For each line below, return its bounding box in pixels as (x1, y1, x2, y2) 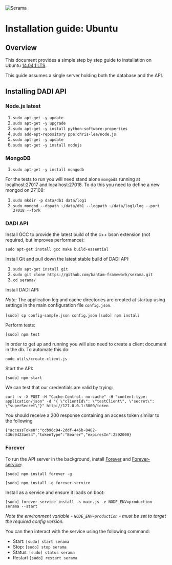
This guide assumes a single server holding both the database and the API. (5, 72, 164, 78)
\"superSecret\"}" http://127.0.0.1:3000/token (5, 404, 109, 409)
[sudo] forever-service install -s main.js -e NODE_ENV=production (5, 499, 153, 504)
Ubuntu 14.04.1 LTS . (5, 62, 47, 68)
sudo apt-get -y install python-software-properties (12, 126, 128, 131)
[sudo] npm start (5, 375, 42, 380)
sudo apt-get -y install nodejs (12, 142, 82, 148)
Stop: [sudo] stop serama (12, 543, 67, 550)
